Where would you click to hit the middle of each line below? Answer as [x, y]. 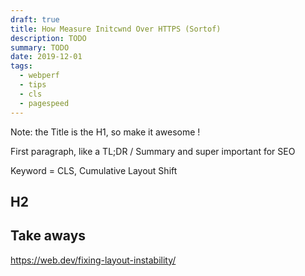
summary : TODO [40, 47]
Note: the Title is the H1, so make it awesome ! [105, 132]
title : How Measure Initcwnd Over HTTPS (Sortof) [116, 29]
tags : [21, 66]
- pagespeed [44, 103]
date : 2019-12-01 [46, 57]
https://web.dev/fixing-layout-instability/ [93, 260]
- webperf [39, 76]
